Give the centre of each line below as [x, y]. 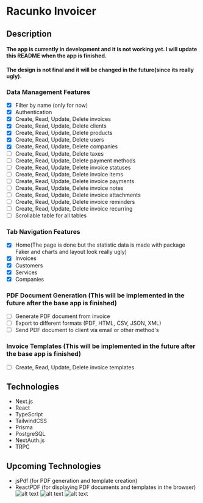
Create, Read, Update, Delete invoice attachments [78, 195]
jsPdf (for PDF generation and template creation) [76, 481]
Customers [29, 265]
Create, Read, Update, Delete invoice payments [75, 181]
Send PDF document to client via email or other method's [87, 330]
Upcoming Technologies [54, 466]
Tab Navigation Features [43, 232]
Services [26, 272]
